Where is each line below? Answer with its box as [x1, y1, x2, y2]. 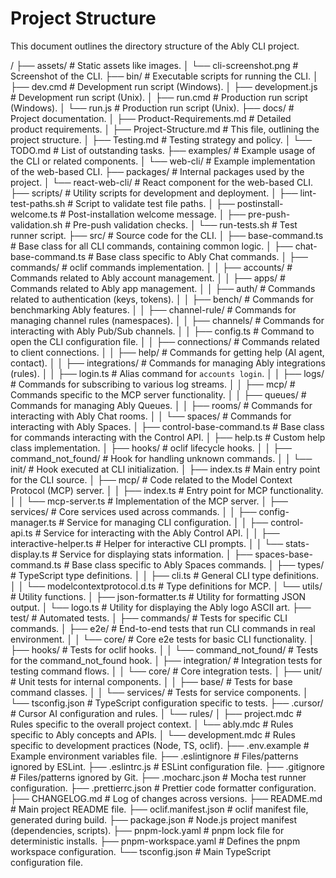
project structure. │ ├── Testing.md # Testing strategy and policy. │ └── [10, 133, 313, 146]
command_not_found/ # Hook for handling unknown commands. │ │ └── [10, 452, 313, 464]
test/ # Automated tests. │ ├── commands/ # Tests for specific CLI [10, 612, 288, 624]
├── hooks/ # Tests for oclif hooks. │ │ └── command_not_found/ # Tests [10, 643, 319, 656]
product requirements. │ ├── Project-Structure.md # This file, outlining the [10, 123, 320, 135]
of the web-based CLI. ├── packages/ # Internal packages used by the [10, 165, 305, 177]
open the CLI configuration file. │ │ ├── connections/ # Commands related [10, 335, 320, 347]
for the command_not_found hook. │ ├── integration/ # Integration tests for [10, 654, 323, 666]
